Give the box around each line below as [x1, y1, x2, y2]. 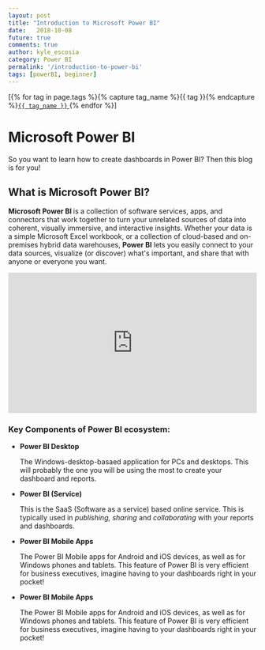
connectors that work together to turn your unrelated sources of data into [8, 215, 247, 225]
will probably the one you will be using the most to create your [19, 466, 222, 475]
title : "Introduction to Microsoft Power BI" [8, 19, 160, 27]
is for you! [8, 163, 41, 172]
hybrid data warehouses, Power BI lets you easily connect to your [39, 240, 254, 250]
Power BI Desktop [19, 442, 80, 452]
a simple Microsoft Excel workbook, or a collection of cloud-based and [8, 232, 238, 241]
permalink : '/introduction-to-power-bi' [8, 63, 144, 71]
